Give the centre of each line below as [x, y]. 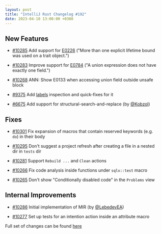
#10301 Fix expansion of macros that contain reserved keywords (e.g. [82, 131]
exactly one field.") [31, 70]
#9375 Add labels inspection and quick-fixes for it [63, 95]
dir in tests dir [27, 151]
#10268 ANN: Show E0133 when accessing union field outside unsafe [83, 80]
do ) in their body [28, 136]
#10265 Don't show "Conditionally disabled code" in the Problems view [83, 180]
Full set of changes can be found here [43, 226]
